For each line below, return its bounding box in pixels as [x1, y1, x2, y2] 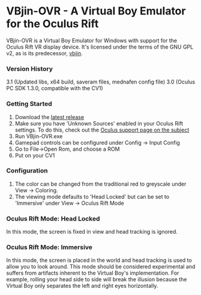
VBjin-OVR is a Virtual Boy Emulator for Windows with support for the [6, 37, 178, 44]
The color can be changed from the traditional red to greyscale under [14, 180, 187, 187]
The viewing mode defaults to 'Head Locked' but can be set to [14, 193, 170, 200]
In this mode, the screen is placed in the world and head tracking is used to [6, 257, 192, 264]
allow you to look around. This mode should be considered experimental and [6, 263, 196, 270]
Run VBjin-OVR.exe [14, 132, 63, 139]
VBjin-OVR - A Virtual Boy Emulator [6, 4, 186, 18]
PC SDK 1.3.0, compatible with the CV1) [6, 85, 103, 92]
